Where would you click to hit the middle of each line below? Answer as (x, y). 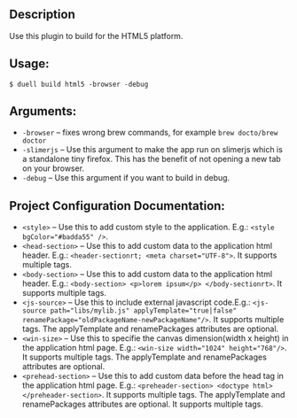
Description (42, 15)
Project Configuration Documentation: (117, 206)
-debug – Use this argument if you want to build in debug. (126, 178)
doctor (34, 141)
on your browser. (53, 168)
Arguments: (43, 111)
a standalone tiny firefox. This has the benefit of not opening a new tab (151, 159)
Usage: (30, 64)
